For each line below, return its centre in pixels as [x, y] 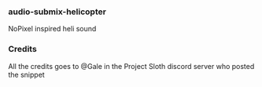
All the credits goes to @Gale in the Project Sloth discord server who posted [131, 66]
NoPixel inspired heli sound [52, 29]
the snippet [26, 74]
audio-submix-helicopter [57, 12]
